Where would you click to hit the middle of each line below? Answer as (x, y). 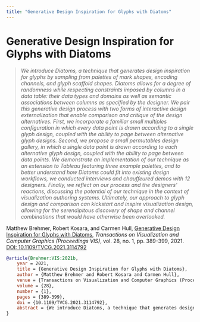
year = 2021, (33, 263)
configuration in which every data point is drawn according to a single (107, 128)
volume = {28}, (36, 286)
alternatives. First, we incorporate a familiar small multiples (94, 121)
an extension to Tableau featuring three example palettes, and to (100, 165)
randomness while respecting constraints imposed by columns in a (103, 90)
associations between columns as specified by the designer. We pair (105, 102)
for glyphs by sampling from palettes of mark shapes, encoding (99, 77)
